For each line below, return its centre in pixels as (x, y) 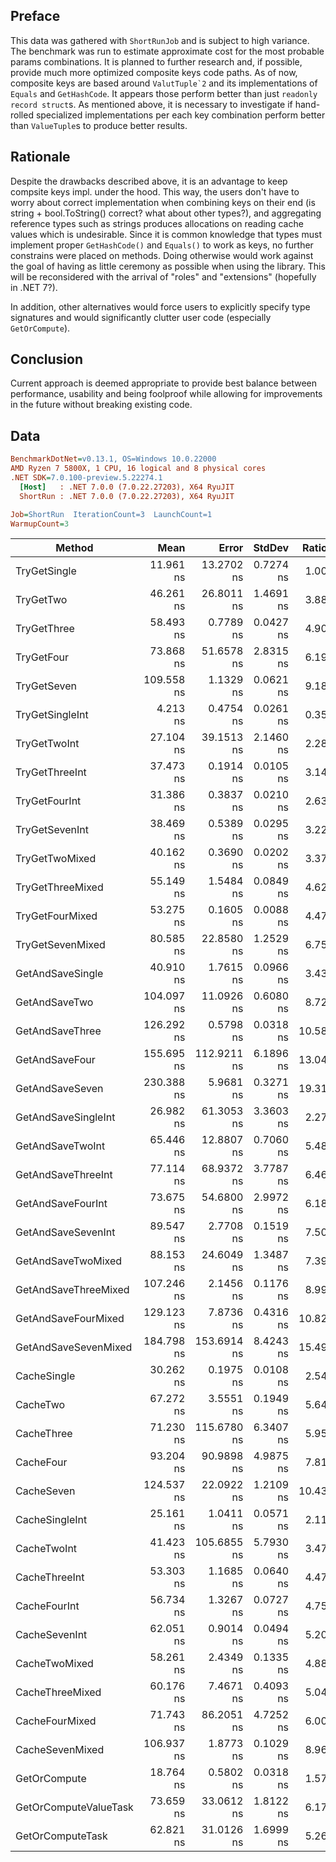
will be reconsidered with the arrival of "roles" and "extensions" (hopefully (163, 276)
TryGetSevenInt (52, 830)
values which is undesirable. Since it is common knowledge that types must (166, 234)
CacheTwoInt (46, 1549)
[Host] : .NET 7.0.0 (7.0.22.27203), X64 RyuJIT (127, 487)
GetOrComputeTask (61, 1836)
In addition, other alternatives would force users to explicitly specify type (160, 306)
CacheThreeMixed (58, 1692)
